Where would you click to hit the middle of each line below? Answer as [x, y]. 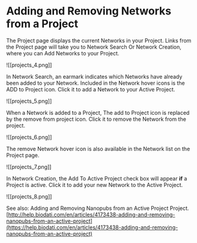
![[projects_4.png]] [29, 65]
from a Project [42, 24]
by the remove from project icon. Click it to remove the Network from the [96, 119]
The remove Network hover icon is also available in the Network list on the [98, 149]
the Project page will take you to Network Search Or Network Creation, [94, 47]
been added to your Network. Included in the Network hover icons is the [95, 83]
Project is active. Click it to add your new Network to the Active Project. [95, 185]
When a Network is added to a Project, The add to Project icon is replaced [98, 112]
